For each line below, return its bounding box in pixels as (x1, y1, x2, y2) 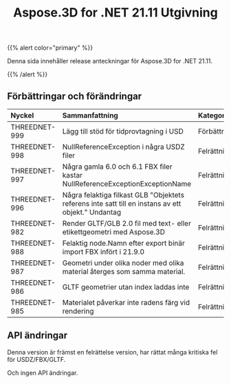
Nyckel (10, 111, 34, 120)
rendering (62, 306, 94, 316)
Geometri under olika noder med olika (62, 258, 184, 268)
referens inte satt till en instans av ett (62, 199, 181, 208)
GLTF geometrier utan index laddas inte (62, 282, 190, 292)
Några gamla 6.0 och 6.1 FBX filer (62, 162, 173, 171)
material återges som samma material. (62, 267, 186, 276)
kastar (62, 171, 83, 180)
